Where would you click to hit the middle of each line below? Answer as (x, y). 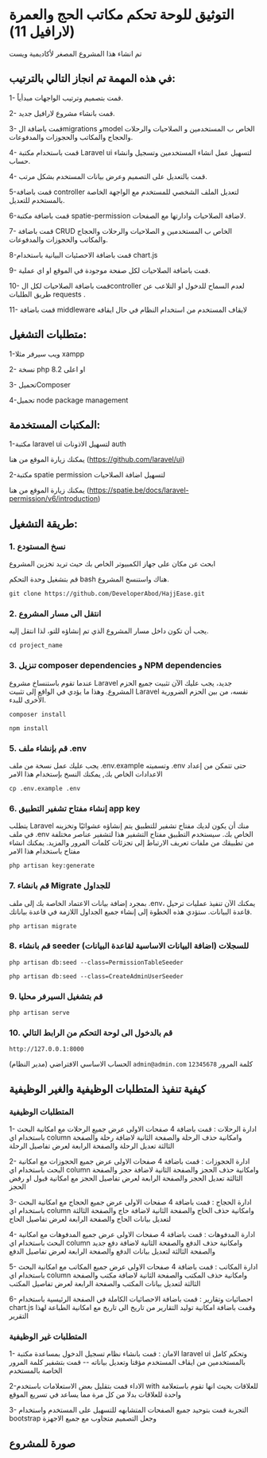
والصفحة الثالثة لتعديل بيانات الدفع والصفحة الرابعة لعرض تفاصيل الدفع (112, 1251)
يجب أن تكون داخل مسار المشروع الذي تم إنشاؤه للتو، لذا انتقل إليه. (109, 631)
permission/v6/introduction (54, 499)
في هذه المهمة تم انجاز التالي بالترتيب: (92, 78)
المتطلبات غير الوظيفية (48, 1336)
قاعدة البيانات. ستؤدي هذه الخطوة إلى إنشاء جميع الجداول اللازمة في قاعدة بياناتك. (131, 912)
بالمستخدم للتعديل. (37, 200)
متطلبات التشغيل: (48, 334)
